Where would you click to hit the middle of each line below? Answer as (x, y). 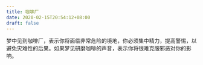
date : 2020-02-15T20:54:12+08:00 (48, 17)
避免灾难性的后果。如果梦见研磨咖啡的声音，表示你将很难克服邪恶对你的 (96, 48)
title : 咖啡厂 (23, 12)
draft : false (23, 23)
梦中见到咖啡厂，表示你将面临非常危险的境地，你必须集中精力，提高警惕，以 (101, 41)
